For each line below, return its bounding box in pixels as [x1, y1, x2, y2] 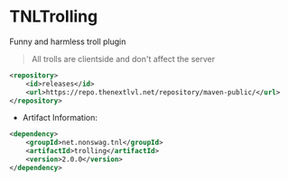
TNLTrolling [9, 6, 98, 27]
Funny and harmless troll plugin [9, 36, 126, 47]
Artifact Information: [22, 113, 98, 123]
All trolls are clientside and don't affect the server [31, 53, 215, 64]
